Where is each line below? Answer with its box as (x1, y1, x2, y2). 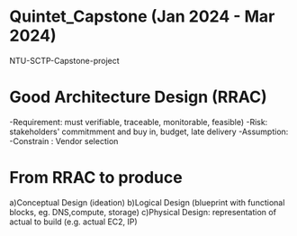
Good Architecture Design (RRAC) (9, 87, 267, 107)
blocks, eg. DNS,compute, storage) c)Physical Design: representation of (9, 206, 277, 217)
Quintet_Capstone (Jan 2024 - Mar (9, 6, 275, 27)
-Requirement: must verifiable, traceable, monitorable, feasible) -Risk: (9, 116, 268, 127)
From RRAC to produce (9, 168, 183, 188)
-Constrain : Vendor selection (9, 135, 119, 146)
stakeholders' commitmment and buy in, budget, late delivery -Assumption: (9, 126, 289, 137)
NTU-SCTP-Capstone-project (9, 55, 120, 66)
